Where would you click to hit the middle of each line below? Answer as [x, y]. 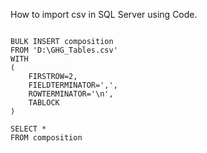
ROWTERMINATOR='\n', [71, 94]
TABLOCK [44, 103]
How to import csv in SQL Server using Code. [104, 14]
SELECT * [28, 129]
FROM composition [46, 138]
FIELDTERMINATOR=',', [73, 85]
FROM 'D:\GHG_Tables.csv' [64, 50]
